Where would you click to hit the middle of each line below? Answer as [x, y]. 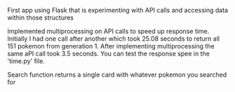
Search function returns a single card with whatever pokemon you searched [117, 74]
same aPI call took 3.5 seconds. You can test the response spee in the [109, 53]
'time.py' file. [26, 61]
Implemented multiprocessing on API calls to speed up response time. [108, 31]
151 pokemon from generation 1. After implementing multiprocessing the [111, 46]
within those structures [41, 18]
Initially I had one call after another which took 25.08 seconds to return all [113, 39]
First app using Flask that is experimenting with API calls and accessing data [118, 10]
